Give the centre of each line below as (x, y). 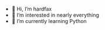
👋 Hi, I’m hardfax (32, 9)
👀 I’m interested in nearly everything (55, 15)
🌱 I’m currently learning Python (49, 21)
